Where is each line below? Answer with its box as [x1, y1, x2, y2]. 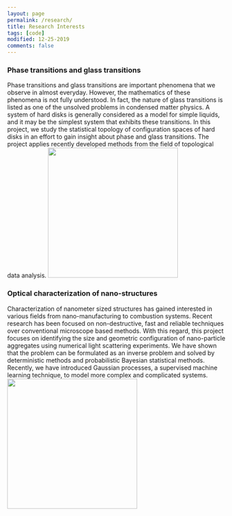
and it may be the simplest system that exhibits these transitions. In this [7, 118, 211, 126]
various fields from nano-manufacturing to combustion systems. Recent [7, 311, 213, 320]
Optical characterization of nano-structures [7, 289, 158, 298]
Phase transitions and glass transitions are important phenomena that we [7, 81, 216, 89]
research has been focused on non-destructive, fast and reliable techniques [7, 319, 224, 327]
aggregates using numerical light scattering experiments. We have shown [7, 341, 217, 350]
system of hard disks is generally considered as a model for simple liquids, [7, 110, 220, 119]
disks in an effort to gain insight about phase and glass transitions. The [7, 132, 209, 141]
